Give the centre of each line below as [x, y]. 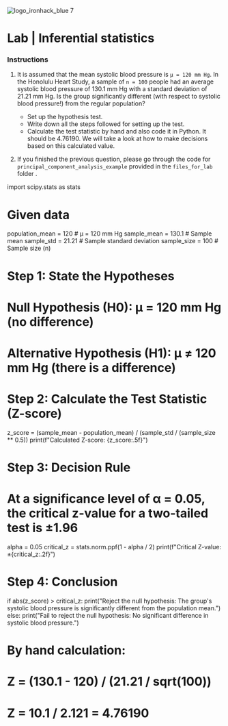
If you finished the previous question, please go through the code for [114, 159]
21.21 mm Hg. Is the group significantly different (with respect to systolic [118, 97]
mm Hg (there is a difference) [91, 367]
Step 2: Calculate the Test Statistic [107, 399]
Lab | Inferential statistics [81, 38]
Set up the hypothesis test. [65, 117]
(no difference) [51, 322]
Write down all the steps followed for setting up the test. [106, 124]
